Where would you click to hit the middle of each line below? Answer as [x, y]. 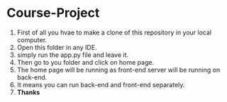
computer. [32, 39]
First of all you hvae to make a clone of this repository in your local [114, 32]
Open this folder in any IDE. [57, 47]
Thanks [28, 92]
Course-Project [53, 13]
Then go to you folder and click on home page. [85, 62]
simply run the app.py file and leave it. [73, 55]
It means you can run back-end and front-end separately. [101, 84]
